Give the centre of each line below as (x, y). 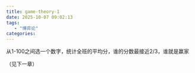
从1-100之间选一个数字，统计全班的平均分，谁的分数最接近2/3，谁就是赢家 (97, 52)
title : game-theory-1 (33, 12)
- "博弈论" (26, 28)
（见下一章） (22, 64)
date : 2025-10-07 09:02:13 (40, 17)
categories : (21, 34)
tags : (13, 23)
